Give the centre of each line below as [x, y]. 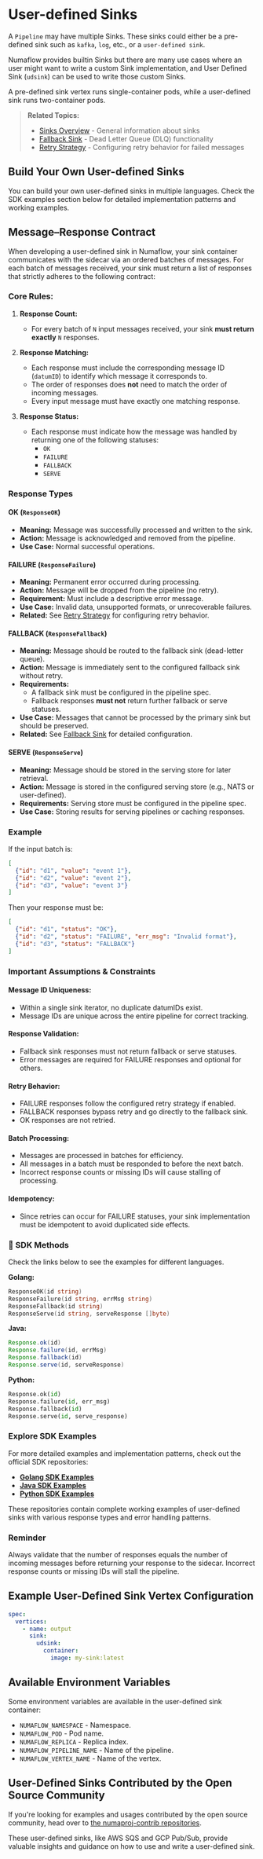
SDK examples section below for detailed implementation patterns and [122, 199]
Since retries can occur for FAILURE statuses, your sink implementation [135, 1216]
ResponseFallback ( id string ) [56, 1306]
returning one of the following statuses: [95, 440]
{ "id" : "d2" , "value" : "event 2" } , [73, 878]
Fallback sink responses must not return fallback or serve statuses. [128, 1051]
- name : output [47, 1629]
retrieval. [34, 778]
